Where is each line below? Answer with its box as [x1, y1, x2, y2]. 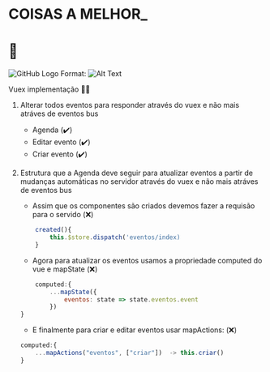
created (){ [35, 226, 72, 234]
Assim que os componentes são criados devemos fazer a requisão [32, 201, 255, 211]
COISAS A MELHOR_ [8, 5, 148, 24]
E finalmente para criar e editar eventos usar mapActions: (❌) [32, 325, 238, 335]
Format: [60, 69, 87, 79]
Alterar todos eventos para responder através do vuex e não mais [19, 100, 240, 110]
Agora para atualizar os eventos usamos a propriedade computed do [32, 255, 263, 265]
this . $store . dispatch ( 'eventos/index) [49, 233, 181, 242]
